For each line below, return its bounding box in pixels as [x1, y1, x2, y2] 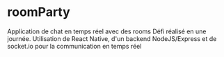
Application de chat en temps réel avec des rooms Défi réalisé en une [7, 27, 207, 35]
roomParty [7, 4, 71, 20]
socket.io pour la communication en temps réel [7, 42, 142, 50]
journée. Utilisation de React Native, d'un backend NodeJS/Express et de [7, 34, 217, 42]
